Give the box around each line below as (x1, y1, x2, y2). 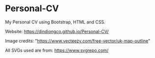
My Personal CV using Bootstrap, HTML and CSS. (5, 19, 105, 25)
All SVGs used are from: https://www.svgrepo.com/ (5, 47, 109, 53)
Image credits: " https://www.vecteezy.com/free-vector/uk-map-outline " (5, 38, 151, 44)
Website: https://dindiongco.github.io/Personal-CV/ (5, 28, 109, 34)
